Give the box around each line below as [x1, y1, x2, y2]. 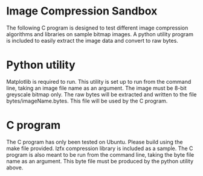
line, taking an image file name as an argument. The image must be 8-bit [6, 84, 187, 92]
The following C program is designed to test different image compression [6, 24, 188, 31]
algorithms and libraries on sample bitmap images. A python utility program [6, 30, 193, 37]
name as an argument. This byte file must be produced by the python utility [6, 157, 194, 165]
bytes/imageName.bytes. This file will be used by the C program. [6, 97, 168, 104]
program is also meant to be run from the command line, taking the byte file [6, 151, 195, 158]
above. [6, 164, 24, 171]
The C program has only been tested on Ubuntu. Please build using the [6, 138, 183, 145]
